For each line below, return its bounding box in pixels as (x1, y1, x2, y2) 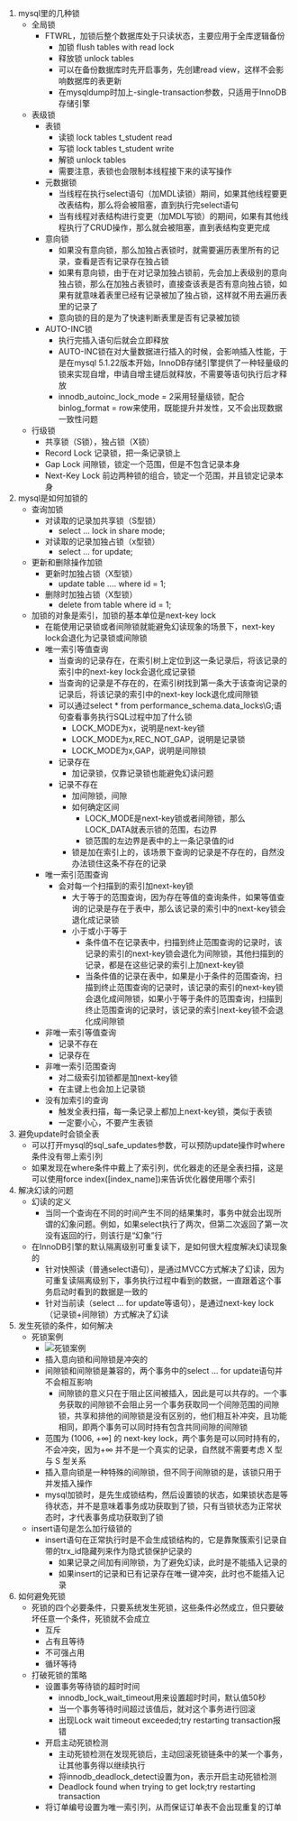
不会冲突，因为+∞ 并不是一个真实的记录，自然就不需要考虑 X (44, 1444, 273, 1455)
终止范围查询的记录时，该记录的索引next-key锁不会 (85, 1005, 276, 1015)
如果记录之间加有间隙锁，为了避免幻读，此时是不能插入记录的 (58, 1557, 288, 1568)
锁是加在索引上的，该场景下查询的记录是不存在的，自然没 (71, 847, 285, 857)
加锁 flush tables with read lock (58, 41, 175, 52)
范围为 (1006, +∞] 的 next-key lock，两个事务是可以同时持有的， (44, 1433, 285, 1443)
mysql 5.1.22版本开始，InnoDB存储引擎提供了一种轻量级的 (74, 357, 289, 368)
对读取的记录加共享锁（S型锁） (44, 515, 161, 526)
